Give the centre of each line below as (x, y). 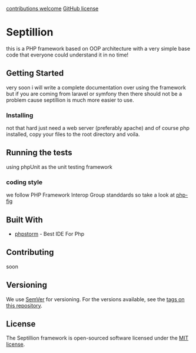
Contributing (30, 252)
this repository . (24, 305)
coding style (24, 182)
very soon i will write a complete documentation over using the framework (96, 87)
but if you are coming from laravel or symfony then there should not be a (94, 94)
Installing (20, 115)
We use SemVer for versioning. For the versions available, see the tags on (95, 299)
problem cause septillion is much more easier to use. (70, 100)
